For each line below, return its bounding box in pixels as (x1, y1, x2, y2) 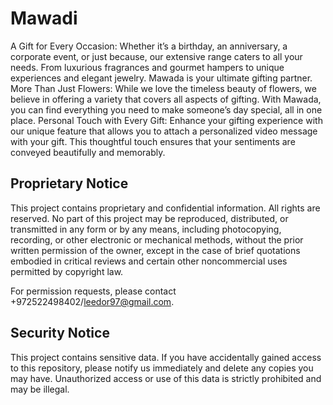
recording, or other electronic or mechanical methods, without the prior (10, 233, 304, 246)
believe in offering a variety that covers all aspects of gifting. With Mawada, (10, 93, 322, 105)
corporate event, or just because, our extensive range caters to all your (10, 50, 303, 62)
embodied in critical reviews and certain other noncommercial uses (10, 255, 288, 267)
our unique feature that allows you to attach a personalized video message (10, 125, 318, 137)
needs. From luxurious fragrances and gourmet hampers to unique (10, 61, 285, 73)
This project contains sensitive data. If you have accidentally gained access (10, 351, 322, 363)
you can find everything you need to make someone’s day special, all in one (10, 103, 323, 116)
